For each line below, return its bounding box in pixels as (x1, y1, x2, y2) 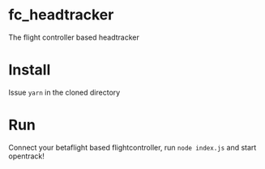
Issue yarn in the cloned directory (8, 87, 121, 97)
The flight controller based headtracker (8, 32, 139, 42)
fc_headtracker (8, 6, 114, 24)
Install (8, 61, 51, 79)
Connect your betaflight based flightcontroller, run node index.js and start (8, 142, 257, 152)
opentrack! (8, 151, 45, 161)
